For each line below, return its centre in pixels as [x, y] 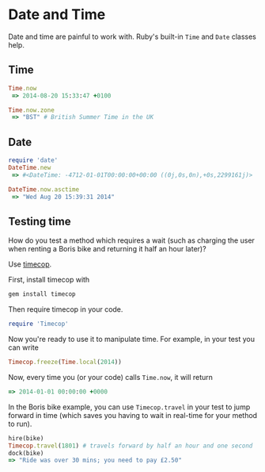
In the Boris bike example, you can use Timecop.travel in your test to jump [129, 407]
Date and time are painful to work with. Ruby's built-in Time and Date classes [132, 36]
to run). [20, 424]
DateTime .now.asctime [44, 189]
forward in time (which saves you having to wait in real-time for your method [133, 415]
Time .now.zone [32, 110]
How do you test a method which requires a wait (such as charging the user [132, 240]
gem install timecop [42, 294]
